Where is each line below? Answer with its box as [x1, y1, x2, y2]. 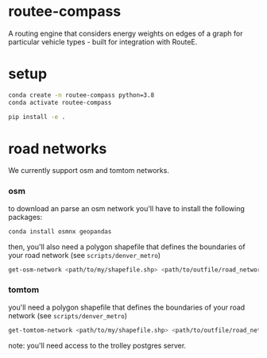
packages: [8, 212, 43, 221]
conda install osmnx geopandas [8, 227, 112, 236]
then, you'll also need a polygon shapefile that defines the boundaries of [8, 241, 246, 252]
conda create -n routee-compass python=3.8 [8, 90, 155, 99]
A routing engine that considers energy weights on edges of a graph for [8, 29, 243, 38]
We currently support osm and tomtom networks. [8, 166, 169, 175]
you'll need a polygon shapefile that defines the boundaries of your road [8, 302, 246, 312]
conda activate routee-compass [8, 98, 112, 106]
